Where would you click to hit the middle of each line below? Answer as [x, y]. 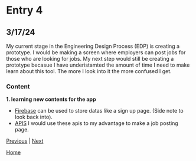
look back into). [34, 117]
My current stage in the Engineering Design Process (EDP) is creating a [93, 46]
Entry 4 [24, 10]
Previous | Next [25, 141]
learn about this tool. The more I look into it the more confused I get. [89, 71]
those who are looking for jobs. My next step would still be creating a [90, 59]
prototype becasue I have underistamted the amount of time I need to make [98, 65]
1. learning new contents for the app [51, 99]
